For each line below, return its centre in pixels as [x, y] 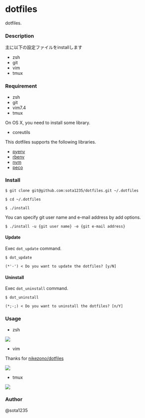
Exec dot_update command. [34, 249]
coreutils [21, 132]
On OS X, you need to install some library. [48, 123]
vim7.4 [19, 108]
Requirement [21, 86]
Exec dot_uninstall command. [37, 288]
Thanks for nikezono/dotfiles [35, 358]
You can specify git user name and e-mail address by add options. [73, 217]
